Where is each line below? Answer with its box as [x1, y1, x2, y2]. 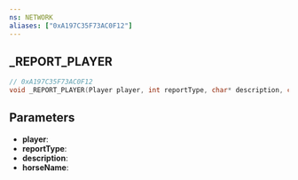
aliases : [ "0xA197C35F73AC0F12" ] [9, 21, 133, 30]
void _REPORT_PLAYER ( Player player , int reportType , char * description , [9, 86, 284, 95]
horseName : [21, 161, 69, 173]
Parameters [9, 110, 75, 125]
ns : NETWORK [9, 12, 53, 22]
